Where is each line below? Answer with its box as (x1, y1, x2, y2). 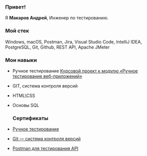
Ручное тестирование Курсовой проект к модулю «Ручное (12, 67, 138, 73)
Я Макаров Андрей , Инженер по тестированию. (5, 15, 109, 21)
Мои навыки (5, 56, 37, 63)
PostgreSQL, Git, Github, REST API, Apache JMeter (5, 44, 110, 50)
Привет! (5, 3, 26, 10)
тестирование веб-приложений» (12, 73, 82, 79)
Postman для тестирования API (12, 145, 79, 151)
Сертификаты (12, 114, 49, 121)
